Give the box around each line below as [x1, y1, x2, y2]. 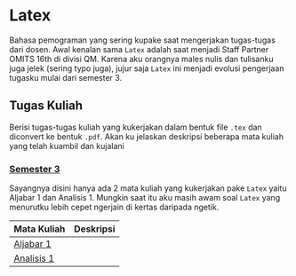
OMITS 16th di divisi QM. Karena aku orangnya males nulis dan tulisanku [9, 53, 274, 64]
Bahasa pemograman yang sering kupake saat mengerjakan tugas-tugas [9, 35, 276, 45]
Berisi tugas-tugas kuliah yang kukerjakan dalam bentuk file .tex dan [9, 122, 262, 132]
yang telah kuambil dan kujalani [9, 140, 124, 151]
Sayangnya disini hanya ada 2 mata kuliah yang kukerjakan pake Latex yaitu [9, 183, 287, 193]
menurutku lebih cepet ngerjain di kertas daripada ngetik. [9, 201, 220, 213]
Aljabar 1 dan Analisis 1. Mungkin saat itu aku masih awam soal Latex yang [9, 193, 281, 203]
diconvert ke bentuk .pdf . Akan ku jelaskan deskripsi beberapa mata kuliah [9, 130, 284, 142]
